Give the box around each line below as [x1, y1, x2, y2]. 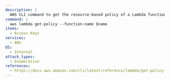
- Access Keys [10, 31, 39, 36]
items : [5, 26, 19, 31]
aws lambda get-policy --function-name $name [10, 21, 108, 27]
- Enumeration [10, 59, 39, 64]
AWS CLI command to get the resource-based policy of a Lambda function [10, 12, 166, 17]
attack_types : [5, 54, 35, 59]
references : [5, 63, 30, 68]
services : [5, 36, 26, 41]
